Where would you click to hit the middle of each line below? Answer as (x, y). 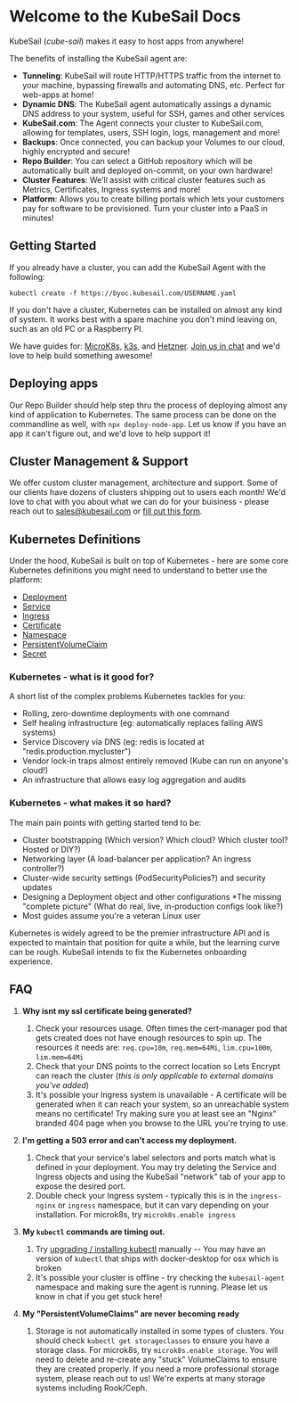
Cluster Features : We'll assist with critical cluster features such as (144, 179)
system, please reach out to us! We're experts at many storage (150, 1378)
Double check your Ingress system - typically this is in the (141, 1195)
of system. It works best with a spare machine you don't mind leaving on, (143, 319)
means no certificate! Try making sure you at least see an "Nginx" (156, 1113)
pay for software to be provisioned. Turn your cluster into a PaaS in (145, 208)
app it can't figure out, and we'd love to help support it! (110, 433)
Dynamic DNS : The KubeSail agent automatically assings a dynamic (147, 103)
